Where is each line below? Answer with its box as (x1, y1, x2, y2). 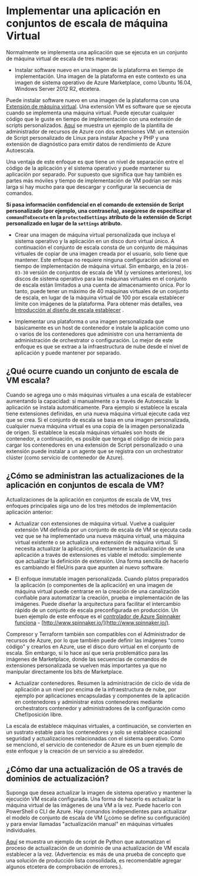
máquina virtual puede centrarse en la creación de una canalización (14, 588, 180, 595)
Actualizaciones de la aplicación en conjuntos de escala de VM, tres (6, 496, 172, 503)
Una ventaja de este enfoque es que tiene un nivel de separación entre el (6, 158, 184, 165)
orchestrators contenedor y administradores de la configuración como (14, 704, 186, 711)
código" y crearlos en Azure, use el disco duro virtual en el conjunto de (6, 643, 179, 650)
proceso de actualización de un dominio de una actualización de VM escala (6, 845, 190, 852)
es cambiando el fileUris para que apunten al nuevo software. (14, 563, 164, 570)
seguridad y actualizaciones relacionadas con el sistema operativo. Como (6, 734, 185, 742)
